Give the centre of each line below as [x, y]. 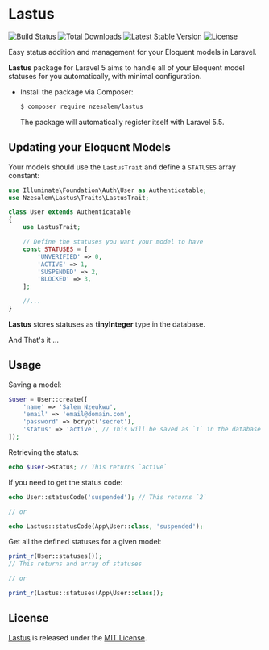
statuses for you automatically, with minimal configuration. [105, 76]
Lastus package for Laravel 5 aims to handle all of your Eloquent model [127, 67]
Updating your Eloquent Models [90, 147]
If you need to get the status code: [66, 482]
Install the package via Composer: [77, 92]
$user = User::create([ [48, 399]
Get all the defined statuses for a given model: [85, 542]
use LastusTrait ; [52, 227]
